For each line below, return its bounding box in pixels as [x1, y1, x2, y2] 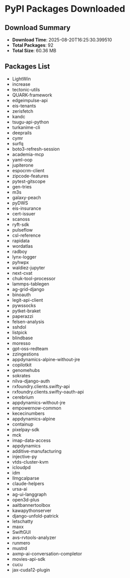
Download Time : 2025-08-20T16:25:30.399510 [12, 37, 112, 43]
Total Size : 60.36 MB [12, 48, 56, 53]
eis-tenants [12, 103, 37, 109]
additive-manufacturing [12, 448, 62, 454]
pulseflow [12, 227, 33, 233]
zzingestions [12, 351, 39, 357]
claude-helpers [12, 480, 44, 487]
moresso [12, 340, 31, 346]
